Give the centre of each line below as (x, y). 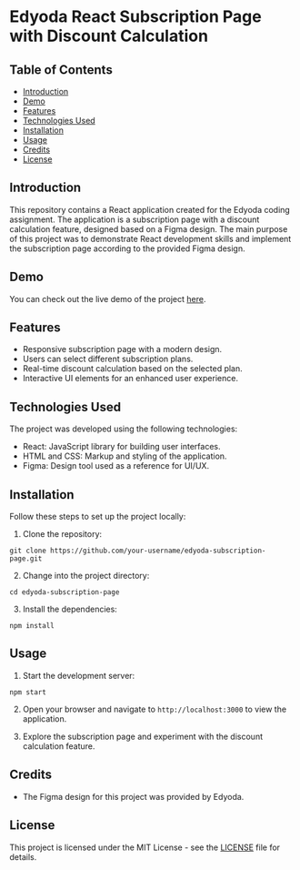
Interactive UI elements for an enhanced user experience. (130, 379)
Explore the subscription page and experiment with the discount (143, 736)
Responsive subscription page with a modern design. (122, 349)
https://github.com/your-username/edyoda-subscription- (158, 551)
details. (23, 856)
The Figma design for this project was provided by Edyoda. (133, 796)
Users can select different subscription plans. (108, 359)
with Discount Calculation (109, 36)
